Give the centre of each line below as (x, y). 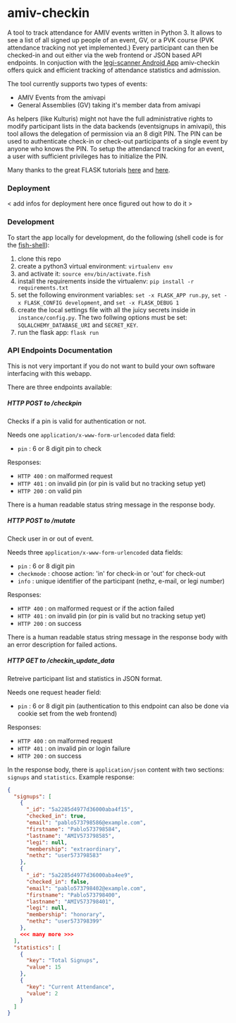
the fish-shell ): (29, 244)
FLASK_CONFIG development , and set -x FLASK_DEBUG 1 (102, 302)
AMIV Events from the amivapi (61, 97)
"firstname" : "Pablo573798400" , (73, 895)
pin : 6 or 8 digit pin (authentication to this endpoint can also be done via (123, 706)
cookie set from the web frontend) (67, 713)
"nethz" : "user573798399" (64, 921)
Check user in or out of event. (50, 538)
